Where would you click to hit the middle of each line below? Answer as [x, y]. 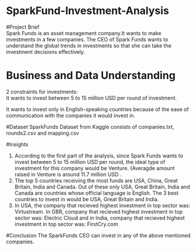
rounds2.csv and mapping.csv [43, 133]
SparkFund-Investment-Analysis [88, 11]
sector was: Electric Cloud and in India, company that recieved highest [99, 218]
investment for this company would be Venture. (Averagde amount [94, 168]
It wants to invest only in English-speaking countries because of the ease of [97, 109]
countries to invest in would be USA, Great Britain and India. [87, 199]
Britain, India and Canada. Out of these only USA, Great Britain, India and [102, 187]
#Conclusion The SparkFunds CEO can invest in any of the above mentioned [98, 235]
